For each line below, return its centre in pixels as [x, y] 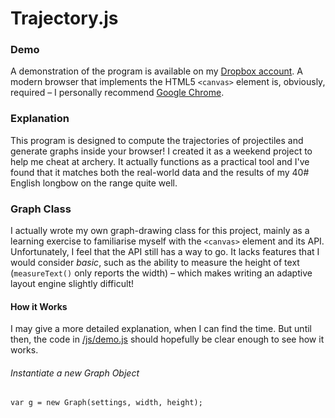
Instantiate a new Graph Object [75, 373]
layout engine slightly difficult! [72, 284]
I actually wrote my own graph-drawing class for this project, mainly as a [160, 231]
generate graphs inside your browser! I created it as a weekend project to [161, 151]
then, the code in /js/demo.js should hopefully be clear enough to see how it [167, 339]
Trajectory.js [64, 18]
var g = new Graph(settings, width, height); [106, 403]
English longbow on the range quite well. [94, 183]
